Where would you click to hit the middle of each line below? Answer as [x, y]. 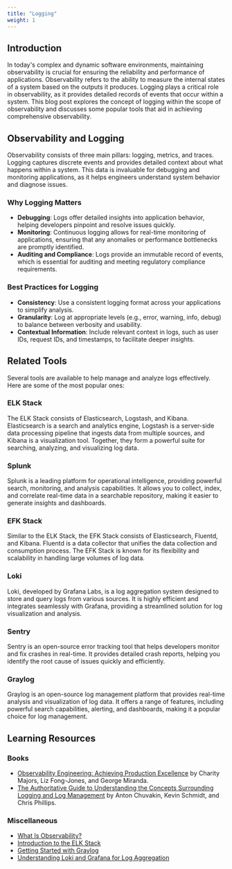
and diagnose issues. [37, 185]
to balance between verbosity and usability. [79, 324]
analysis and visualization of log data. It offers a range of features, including [115, 702]
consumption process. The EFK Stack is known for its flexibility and [103, 551]
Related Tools [37, 361]
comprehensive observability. [50, 117]
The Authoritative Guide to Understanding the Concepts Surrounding [115, 788]
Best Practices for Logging [53, 287]
